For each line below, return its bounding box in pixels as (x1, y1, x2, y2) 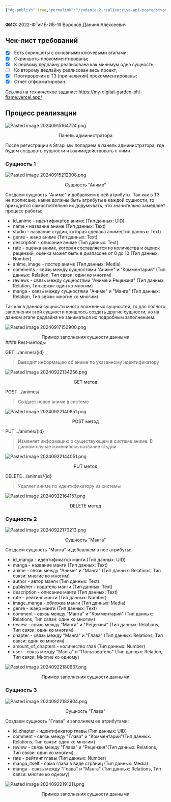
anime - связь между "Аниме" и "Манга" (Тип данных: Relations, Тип (12, 568, 161, 574)
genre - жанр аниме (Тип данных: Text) (12, 234, 98, 240)
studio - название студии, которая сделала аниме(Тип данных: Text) (12, 228, 161, 234)
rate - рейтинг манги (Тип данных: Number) (12, 595, 107, 601)
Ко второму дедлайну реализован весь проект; (14, 67, 118, 73)
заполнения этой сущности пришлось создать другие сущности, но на (5, 309, 159, 315)
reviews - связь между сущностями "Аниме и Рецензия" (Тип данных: (12, 277, 165, 283)
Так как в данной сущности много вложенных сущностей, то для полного (5, 303, 166, 309)
